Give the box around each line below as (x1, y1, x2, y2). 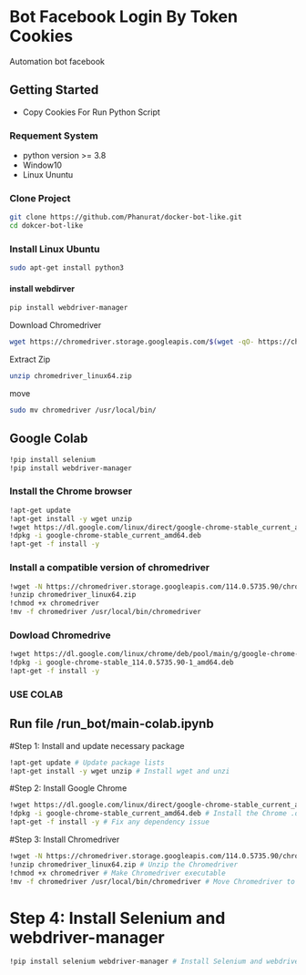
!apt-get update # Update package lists (9, 758, 166, 767)
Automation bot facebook (9, 56, 105, 67)
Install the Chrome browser (9, 485, 133, 498)
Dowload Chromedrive (9, 629, 111, 641)
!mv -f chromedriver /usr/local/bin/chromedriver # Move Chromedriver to (9, 877, 296, 886)
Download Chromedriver (9, 320, 102, 331)
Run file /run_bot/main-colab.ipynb (9, 716, 214, 732)
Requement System (9, 129, 98, 142)
